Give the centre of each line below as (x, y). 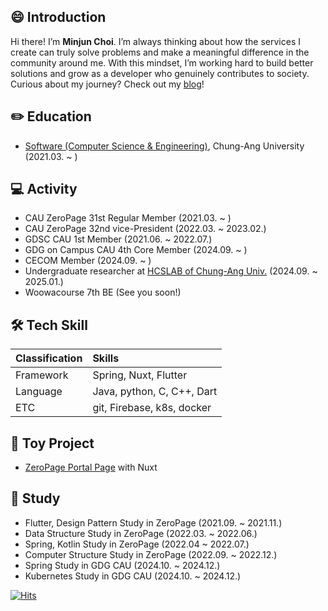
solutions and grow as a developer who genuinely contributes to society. (160, 73)
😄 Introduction (58, 17)
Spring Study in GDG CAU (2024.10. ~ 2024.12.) (122, 565)
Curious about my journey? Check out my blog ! (107, 84)
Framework (42, 375)
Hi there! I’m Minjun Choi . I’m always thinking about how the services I (155, 41)
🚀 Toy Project (52, 443)
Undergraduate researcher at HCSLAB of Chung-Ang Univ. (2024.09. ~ (171, 271)
